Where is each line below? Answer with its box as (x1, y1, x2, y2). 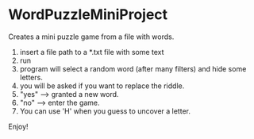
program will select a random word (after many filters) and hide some (19, 64, 247, 73)
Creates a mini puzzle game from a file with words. (8, 32, 175, 41)
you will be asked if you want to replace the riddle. (19, 81, 185, 91)
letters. (19, 72, 44, 82)
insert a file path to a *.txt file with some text (19, 47, 164, 56)
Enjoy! (8, 122, 29, 131)
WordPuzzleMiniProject (8, 6, 168, 24)
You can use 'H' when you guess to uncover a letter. (19, 106, 190, 116)
